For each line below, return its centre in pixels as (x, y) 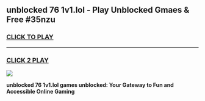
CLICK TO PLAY (30, 37)
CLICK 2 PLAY (27, 60)
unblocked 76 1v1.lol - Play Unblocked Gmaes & (98, 10)
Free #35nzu (31, 20)
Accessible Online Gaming (41, 91)
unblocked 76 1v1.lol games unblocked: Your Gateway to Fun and (90, 84)
